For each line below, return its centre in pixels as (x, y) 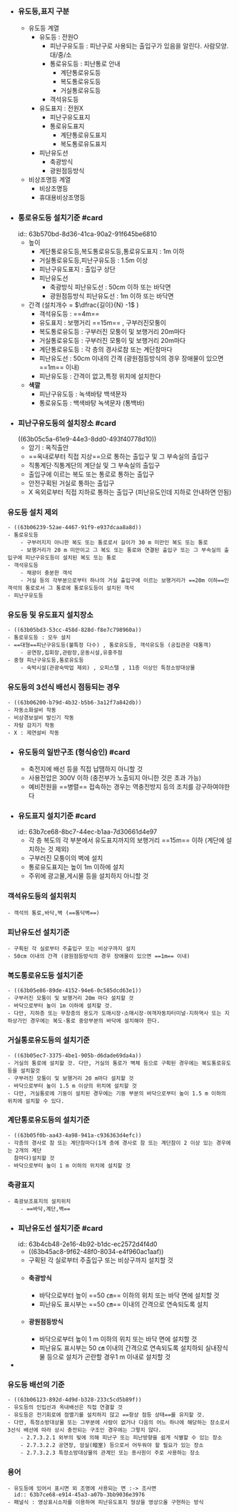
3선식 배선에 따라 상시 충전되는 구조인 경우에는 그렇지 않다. (85, 1430)
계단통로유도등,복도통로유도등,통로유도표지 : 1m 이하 (112, 251)
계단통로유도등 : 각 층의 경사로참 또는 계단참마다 (106, 349)
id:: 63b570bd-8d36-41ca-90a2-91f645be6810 (87, 234)
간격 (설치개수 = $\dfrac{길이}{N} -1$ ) (83, 305)
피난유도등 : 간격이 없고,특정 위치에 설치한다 (100, 376)
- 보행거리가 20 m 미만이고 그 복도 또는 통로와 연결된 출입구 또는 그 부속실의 (121, 551)
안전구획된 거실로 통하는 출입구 (71, 483)
